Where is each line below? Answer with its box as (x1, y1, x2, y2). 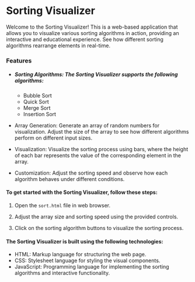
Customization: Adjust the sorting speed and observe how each (14, 169, 168, 176)
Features (6, 57, 32, 65)
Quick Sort (23, 98, 50, 105)
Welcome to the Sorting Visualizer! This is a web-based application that (6, 23, 178, 30)
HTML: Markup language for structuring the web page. (14, 251, 147, 258)
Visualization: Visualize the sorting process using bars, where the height (14, 145, 189, 152)
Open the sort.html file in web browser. (14, 202, 111, 209)
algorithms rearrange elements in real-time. (6, 42, 111, 49)
